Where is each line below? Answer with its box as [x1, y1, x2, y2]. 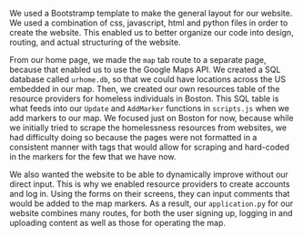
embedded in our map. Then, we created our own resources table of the [9, 84, 280, 94]
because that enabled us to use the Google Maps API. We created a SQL [9, 64, 281, 75]
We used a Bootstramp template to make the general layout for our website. [9, 8, 293, 18]
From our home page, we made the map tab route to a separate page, [9, 55, 267, 65]
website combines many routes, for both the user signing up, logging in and [9, 208, 293, 218]
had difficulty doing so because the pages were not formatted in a [9, 132, 258, 142]
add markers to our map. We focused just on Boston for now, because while [9, 113, 294, 123]
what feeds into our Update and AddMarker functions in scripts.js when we [9, 103, 289, 113]
